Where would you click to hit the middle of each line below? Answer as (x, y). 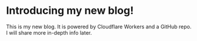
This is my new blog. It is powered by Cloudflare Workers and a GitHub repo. (99, 27)
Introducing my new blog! (70, 11)
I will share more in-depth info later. (49, 32)
